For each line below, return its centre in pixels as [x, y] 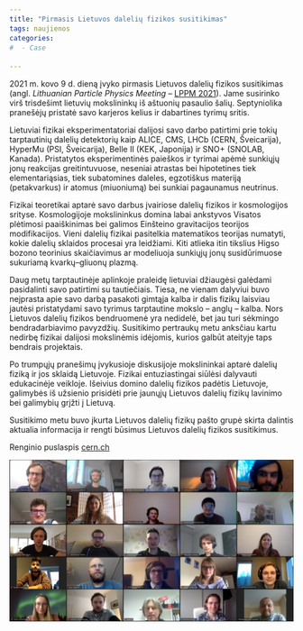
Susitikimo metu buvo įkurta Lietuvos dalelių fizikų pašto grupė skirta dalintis [151, 420]
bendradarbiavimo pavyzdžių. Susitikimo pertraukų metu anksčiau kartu [143, 328]
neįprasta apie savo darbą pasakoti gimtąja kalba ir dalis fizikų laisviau [140, 299]
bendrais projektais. [46, 347]
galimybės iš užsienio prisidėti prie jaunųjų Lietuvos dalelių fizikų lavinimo [146, 393]
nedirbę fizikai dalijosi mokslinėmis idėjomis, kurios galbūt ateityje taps [141, 337]
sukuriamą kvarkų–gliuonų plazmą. [74, 262]
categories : [32, 38]
